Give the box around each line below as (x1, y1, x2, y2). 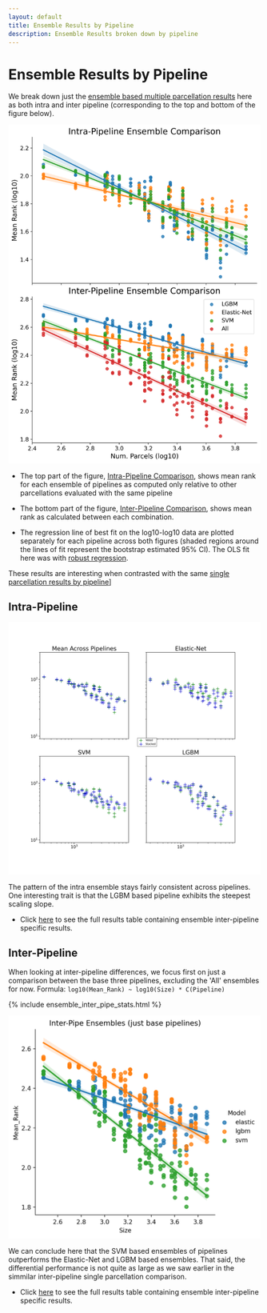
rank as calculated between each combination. (19, 512, 174, 522)
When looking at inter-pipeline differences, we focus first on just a (8, 967, 226, 977)
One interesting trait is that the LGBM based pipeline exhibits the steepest (8, 891, 251, 900)
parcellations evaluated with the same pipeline (19, 488, 173, 498)
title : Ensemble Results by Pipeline (8, 21, 134, 30)
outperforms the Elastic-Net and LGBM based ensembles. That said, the (8, 1255, 245, 1264)
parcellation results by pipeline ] (8, 577, 112, 586)
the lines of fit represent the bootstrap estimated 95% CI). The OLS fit (19, 544, 250, 554)
